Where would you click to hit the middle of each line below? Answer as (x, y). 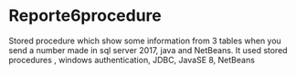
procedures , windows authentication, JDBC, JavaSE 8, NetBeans (132, 60)
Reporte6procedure (85, 16)
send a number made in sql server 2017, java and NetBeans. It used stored (148, 50)
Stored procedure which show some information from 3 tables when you (145, 41)
